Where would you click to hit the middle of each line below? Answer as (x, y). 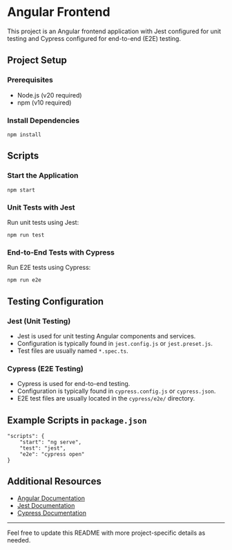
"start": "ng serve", (50, 442)
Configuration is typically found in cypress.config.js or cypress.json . (116, 391)
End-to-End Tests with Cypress (61, 252)
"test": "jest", (43, 448)
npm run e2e (24, 280)
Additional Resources (54, 482)
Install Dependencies (43, 120)
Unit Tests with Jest (41, 207)
